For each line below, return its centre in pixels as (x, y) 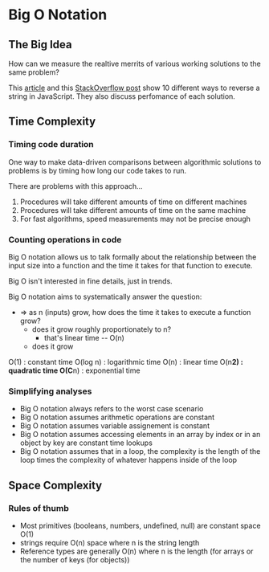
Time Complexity (52, 122)
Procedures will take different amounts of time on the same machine (133, 210)
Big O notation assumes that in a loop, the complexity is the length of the (140, 451)
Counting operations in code (65, 239)
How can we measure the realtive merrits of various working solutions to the (134, 63)
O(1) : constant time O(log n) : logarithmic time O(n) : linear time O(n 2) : (126, 362)
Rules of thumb (39, 508)
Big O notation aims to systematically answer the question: (105, 296)
